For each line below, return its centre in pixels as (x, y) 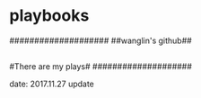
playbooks (49, 16)
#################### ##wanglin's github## (101, 40)
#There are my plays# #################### (101, 67)
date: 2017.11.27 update (52, 84)
